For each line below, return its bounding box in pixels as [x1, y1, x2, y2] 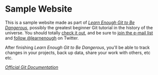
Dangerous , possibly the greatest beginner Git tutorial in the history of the [5, 24, 153, 30]
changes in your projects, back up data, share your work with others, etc [5, 50, 151, 56]
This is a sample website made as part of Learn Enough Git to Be [5, 19, 135, 25]
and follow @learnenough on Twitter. [5, 35, 79, 41]
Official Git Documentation [5, 64, 58, 70]
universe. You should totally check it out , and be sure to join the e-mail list [5, 30, 153, 36]
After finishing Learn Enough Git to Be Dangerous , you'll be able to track [5, 44, 150, 50]
